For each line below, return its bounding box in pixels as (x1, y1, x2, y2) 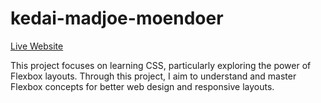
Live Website (10, 40, 64, 52)
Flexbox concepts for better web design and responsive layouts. (10, 80, 275, 92)
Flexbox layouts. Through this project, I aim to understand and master (10, 70, 297, 82)
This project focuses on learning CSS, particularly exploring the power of (10, 59, 312, 71)
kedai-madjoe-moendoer (10, 7, 224, 30)
